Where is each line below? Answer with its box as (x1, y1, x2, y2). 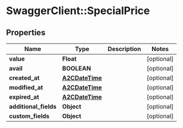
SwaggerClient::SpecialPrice (6, 4, 150, 18)
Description (107, 45, 141, 53)
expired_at (9, 93, 39, 101)
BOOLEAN (62, 65, 91, 72)
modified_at (9, 83, 43, 92)
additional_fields (9, 103, 57, 110)
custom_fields (9, 112, 50, 120)
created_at (9, 74, 40, 82)
